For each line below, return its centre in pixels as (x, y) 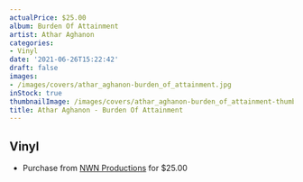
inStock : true (36, 93)
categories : (32, 43)
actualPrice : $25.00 (48, 18)
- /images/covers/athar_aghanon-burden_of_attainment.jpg (120, 85)
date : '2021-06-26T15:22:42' (64, 59)
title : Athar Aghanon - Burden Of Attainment (96, 110)
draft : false (34, 68)
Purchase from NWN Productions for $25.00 (105, 168)
